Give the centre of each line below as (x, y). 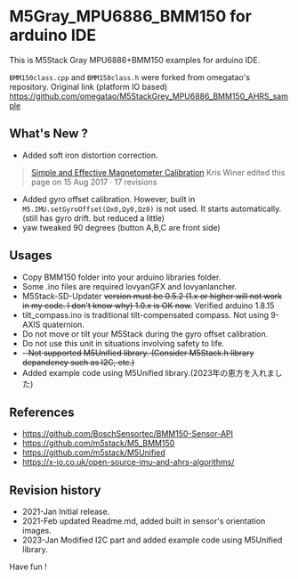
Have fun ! (28, 567)
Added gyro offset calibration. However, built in (109, 199)
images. (36, 531)
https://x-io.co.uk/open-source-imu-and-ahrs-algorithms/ (128, 462)
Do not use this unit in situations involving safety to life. (123, 343)
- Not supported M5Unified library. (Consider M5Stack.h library (138, 353)
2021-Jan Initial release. (66, 512)
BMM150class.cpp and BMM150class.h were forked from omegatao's (130, 77)
